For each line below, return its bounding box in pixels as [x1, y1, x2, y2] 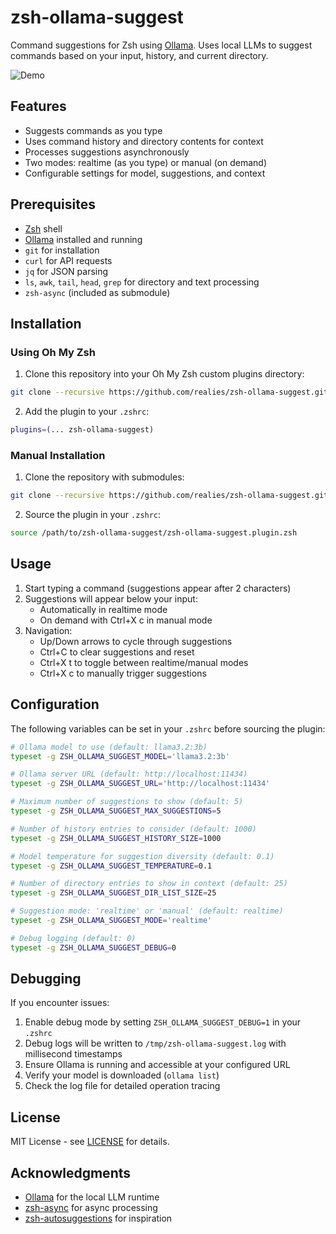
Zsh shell [24, 222, 63, 235]
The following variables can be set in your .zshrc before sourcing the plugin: [10, 722, 326, 735]
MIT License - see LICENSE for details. [10, 1136, 170, 1148]
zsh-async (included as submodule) [24, 286, 171, 298]
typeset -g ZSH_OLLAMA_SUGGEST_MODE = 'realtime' [10, 916, 213, 926]
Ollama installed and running [24, 233, 143, 245]
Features [10, 98, 67, 115]
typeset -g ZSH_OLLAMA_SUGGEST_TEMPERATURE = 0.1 [10, 861, 213, 871]
